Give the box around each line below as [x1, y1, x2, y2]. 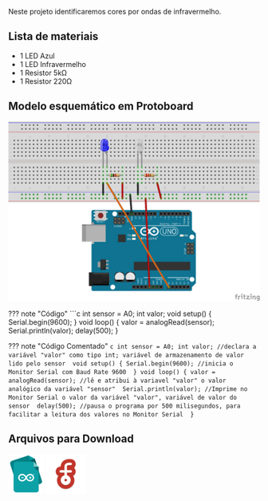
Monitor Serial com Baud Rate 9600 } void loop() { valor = [8, 368, 216, 376]
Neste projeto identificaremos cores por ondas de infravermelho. [8, 7, 222, 16]
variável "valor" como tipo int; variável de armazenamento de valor [8, 351, 245, 359]
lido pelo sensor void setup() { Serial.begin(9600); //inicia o [8, 359, 234, 368]
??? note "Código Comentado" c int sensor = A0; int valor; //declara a [8, 341, 257, 350]
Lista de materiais [8, 30, 99, 43]
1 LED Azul [19, 51, 55, 61]
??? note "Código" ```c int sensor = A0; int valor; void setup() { [8, 309, 212, 318]
